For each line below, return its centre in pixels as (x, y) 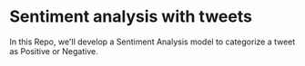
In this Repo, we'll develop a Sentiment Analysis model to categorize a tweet (152, 42)
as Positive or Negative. (54, 51)
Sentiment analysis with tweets (131, 17)
